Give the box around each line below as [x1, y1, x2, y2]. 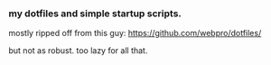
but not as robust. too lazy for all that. [8, 45, 148, 56]
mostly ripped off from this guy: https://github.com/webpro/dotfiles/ [8, 28, 262, 39]
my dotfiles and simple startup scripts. [8, 7, 182, 20]
